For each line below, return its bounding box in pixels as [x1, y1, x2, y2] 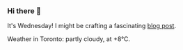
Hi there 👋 [7, 6, 42, 16]
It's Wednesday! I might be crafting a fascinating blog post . [7, 22, 176, 30]
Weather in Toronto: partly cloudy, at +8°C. [7, 35, 131, 43]
